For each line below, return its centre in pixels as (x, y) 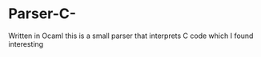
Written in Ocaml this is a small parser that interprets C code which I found (131, 36)
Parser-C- (42, 14)
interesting (26, 44)
